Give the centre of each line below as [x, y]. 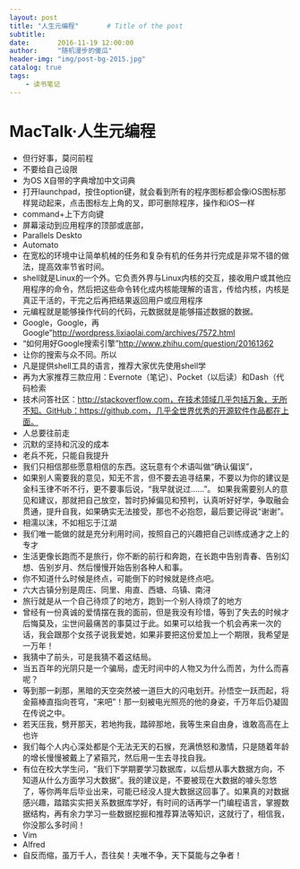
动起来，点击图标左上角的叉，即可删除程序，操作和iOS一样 [146, 202]
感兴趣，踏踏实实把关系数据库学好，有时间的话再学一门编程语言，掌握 [152, 802]
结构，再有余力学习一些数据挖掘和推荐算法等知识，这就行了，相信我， [159, 813]
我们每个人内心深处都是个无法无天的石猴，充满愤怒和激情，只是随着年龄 [155, 746]
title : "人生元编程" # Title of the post [96, 26]
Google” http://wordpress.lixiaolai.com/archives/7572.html [129, 332]
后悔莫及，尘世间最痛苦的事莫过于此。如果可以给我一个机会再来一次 [148, 623]
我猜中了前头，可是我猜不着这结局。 [89, 657]
